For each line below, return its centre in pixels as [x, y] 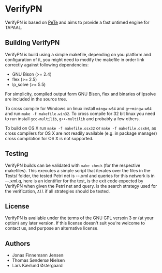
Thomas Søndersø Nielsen [38, 260]
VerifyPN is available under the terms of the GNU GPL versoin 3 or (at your [79, 218]
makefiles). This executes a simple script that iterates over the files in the [78, 170]
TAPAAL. [14, 27]
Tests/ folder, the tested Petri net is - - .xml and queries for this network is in [80, 176]
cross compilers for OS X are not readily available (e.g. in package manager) [81, 133]
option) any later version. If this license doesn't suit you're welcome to [75, 223]
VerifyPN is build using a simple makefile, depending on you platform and [78, 54]
